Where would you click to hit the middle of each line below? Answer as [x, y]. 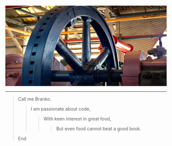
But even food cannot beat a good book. [99, 129]
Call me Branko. [35, 99]
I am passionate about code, [60, 109]
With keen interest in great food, [77, 119]
